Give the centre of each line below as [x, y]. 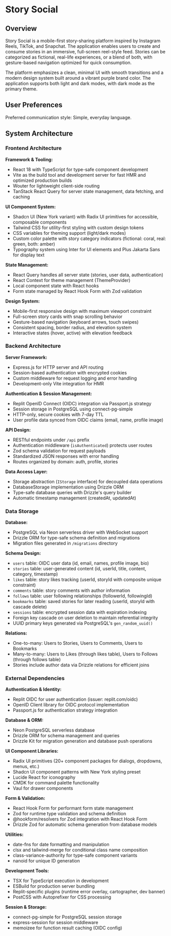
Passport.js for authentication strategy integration [65, 710]
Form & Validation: [25, 798]
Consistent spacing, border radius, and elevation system [72, 327]
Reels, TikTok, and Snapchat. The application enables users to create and [83, 46]
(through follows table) [37, 660]
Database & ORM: [24, 720]
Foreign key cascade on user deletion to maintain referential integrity [85, 618]
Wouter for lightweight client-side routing [56, 185]
